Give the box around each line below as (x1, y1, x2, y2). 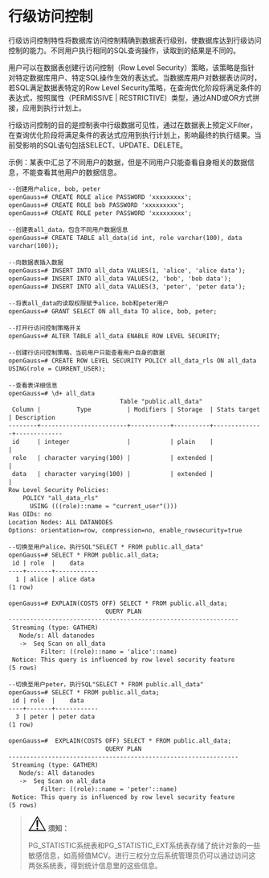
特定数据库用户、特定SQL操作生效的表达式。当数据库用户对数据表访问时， (14, 72, 262, 82)
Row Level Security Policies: (8, 486, 110, 494)
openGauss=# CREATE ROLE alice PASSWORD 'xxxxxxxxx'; (8, 193, 193, 201)
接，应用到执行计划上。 (8, 102, 86, 113)
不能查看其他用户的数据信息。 (22, 167, 121, 177)
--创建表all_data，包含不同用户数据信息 (8, 226, 128, 234)
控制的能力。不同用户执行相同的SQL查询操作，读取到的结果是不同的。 (8, 45, 241, 55)
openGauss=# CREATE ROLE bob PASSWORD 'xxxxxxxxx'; (8, 201, 185, 209)
